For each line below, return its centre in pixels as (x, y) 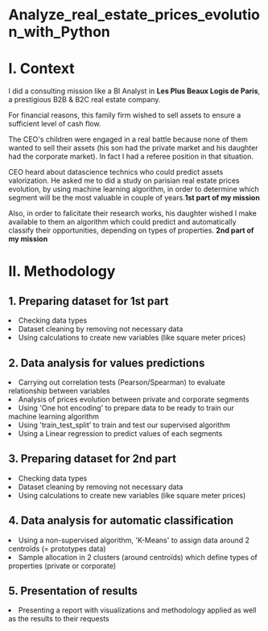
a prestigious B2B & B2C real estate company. (85, 100)
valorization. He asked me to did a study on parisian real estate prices (124, 181)
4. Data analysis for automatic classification (121, 521)
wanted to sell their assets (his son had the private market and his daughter (133, 148)
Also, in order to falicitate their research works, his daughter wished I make (133, 213)
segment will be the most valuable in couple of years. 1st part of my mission (134, 198)
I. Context (41, 69)
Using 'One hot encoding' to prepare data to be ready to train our (127, 407)
